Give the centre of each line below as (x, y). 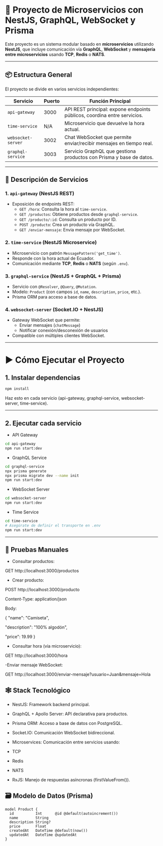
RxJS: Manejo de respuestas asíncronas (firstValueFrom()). (71, 780)
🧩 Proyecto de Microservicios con (74, 10)
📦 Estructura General (39, 75)
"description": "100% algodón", (36, 627)
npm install (17, 389)
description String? (30, 822)
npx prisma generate (26, 471)
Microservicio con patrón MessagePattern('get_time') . (66, 253)
